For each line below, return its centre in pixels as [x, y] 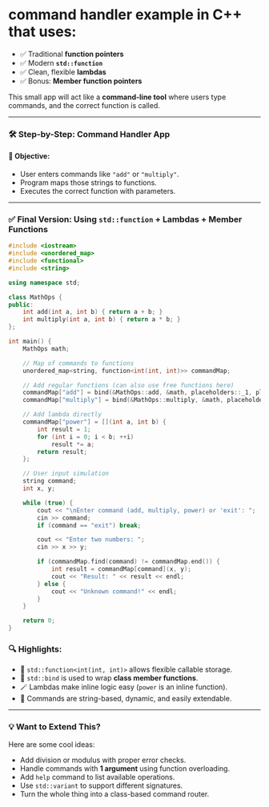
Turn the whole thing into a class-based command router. [114, 793]
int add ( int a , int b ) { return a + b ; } [93, 312]
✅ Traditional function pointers [72, 54]
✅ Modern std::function [61, 62]
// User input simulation [66, 474]
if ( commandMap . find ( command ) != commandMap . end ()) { [128, 562]
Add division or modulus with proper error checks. [103, 760]
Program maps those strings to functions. [88, 183]
